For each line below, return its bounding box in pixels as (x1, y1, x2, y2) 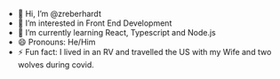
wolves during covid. (17, 59, 95, 70)
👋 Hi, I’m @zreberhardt (17, 9, 102, 19)
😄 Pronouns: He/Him (17, 36, 96, 47)
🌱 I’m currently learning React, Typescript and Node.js (17, 28, 216, 37)
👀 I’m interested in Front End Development (17, 18, 172, 28)
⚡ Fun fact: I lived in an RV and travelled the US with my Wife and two (17, 47, 272, 57)
